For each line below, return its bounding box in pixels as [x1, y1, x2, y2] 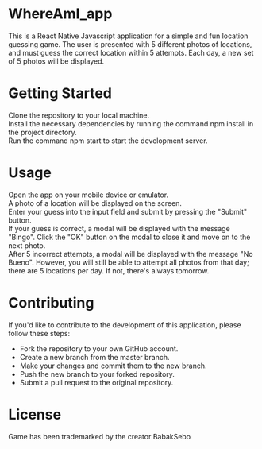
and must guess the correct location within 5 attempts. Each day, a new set [8, 48, 254, 57]
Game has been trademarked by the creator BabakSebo [8, 432, 191, 441]
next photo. [8, 240, 46, 250]
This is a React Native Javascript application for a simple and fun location [8, 31, 249, 41]
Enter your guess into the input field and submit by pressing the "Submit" [8, 207, 248, 216]
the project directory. [8, 127, 77, 137]
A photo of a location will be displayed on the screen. [8, 198, 183, 207]
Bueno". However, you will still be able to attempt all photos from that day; [8, 257, 250, 267]
